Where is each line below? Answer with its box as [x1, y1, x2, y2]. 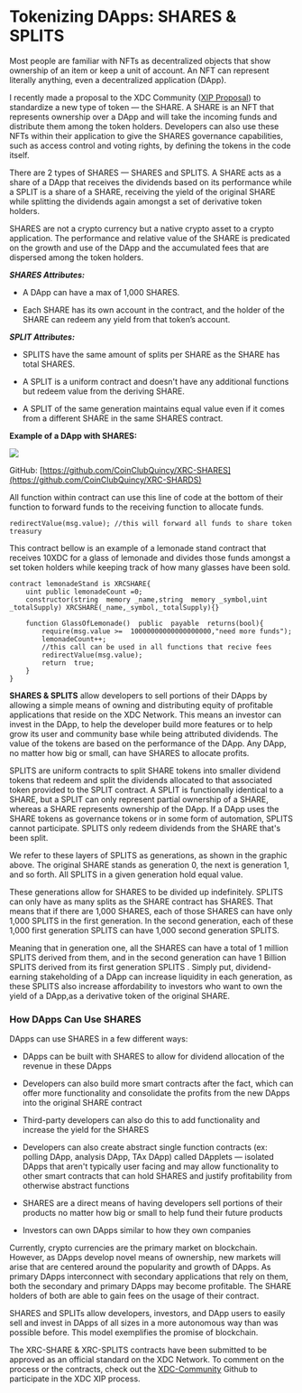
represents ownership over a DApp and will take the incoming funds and [9, 111, 278, 122]
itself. [9, 149, 30, 160]
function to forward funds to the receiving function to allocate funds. [9, 501, 264, 512]
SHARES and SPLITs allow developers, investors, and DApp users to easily [9, 1308, 286, 1319]
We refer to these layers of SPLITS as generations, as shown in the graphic [9, 849, 288, 860]
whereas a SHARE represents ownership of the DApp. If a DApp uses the [9, 803, 279, 814]
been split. [9, 832, 49, 843]
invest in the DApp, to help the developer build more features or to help [9, 718, 273, 729]
